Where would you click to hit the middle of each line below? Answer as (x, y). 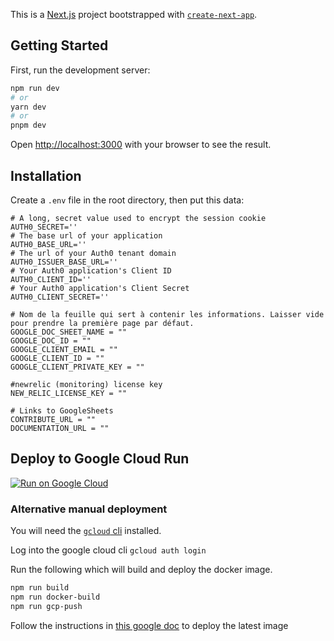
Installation (46, 175)
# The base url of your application (86, 236)
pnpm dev (28, 125)
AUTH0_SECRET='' (44, 227)
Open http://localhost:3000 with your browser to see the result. (141, 145)
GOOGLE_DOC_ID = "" (51, 341)
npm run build (40, 588)
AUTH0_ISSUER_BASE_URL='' (64, 262)
